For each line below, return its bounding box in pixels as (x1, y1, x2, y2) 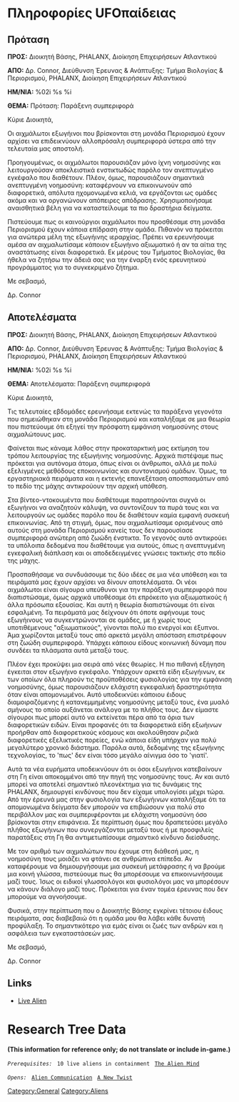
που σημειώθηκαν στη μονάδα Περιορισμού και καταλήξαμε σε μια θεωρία (7, 414, 230, 423)
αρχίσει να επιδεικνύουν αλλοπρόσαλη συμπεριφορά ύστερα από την (7, 137, 216, 145)
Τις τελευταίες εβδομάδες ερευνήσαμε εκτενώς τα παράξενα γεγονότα (7, 407, 223, 416)
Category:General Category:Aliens (7, 1086, 108, 1095)
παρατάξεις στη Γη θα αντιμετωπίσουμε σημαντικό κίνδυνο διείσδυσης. (7, 833, 220, 841)
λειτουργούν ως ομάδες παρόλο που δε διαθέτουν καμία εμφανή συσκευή (7, 511, 230, 519)
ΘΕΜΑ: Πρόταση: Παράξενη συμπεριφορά (7, 101, 134, 110)
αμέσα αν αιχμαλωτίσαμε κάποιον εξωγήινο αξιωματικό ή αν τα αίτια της (7, 241, 227, 249)
